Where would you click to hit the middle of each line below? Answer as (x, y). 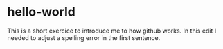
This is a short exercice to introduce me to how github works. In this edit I (112, 31)
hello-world (42, 12)
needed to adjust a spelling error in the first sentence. (84, 37)
